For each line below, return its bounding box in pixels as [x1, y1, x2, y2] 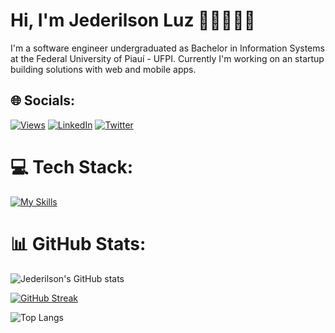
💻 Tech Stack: [10, 155, 134, 178]
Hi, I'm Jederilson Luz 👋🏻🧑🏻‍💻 [10, 9, 256, 32]
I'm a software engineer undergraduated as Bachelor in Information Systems [10, 42, 325, 54]
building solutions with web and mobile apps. [10, 63, 197, 75]
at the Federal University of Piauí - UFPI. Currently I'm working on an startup [10, 52, 325, 64]
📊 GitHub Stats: [10, 232, 147, 255]
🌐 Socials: [10, 92, 76, 109]
